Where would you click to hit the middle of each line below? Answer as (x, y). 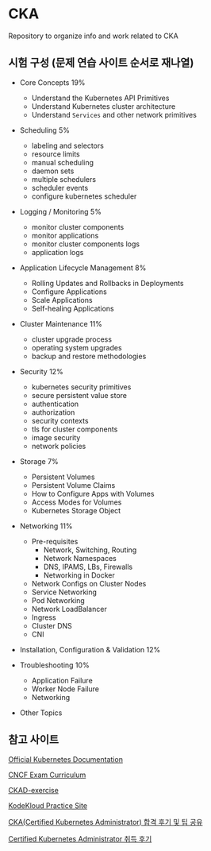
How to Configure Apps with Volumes (93, 493)
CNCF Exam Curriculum (47, 775)
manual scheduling (62, 162)
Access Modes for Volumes (77, 502)
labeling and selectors (68, 145)
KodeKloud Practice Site (48, 805)
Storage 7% (39, 461)
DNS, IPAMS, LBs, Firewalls (88, 567)
